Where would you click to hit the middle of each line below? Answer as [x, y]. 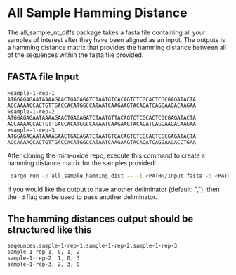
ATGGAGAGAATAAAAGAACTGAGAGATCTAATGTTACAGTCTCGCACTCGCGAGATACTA [102, 117]
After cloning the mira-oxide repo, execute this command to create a [106, 155]
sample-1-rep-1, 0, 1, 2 [44, 252]
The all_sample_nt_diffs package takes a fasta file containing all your [106, 32]
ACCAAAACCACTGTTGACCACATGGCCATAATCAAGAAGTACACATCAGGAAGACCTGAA [102, 142]
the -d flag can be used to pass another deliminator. [82, 197]
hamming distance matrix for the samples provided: [82, 162]
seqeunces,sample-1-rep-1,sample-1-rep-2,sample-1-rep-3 [92, 246]
